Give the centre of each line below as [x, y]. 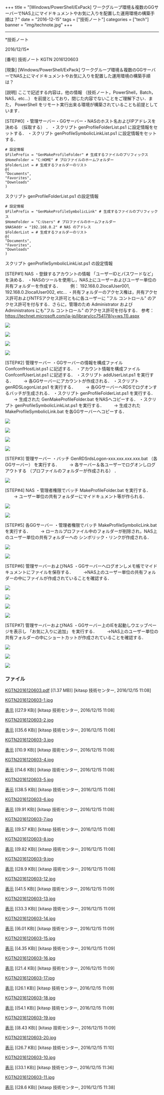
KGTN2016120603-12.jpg [30, 879]
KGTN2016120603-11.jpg [30, 1077]
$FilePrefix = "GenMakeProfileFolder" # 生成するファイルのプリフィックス [77, 155]
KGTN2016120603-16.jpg [30, 958]
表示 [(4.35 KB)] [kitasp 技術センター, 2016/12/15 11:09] [60, 948]
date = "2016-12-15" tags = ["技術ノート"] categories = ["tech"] [85, 19]
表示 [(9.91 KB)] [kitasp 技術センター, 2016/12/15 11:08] [60, 810]
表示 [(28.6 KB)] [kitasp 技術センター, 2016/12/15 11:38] [60, 1087]
